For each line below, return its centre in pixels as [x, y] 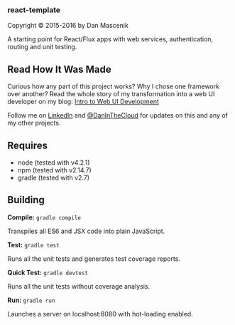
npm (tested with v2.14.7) [55, 170]
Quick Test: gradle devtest [48, 272]
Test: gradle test [33, 244]
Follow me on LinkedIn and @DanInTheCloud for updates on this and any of [118, 115]
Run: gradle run [31, 300]
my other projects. [34, 123]
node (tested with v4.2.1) [54, 162]
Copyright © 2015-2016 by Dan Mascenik [68, 26]
